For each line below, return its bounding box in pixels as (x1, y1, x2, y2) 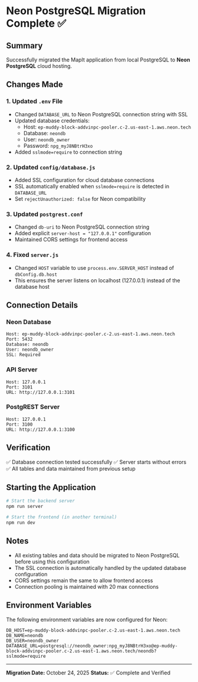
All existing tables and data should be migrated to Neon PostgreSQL (14, 552, 180, 559)
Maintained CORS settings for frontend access (14, 236, 128, 243)
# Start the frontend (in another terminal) (6, 514, 117, 520)
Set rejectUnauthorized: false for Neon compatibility (14, 195, 146, 202)
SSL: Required (6, 352, 41, 358)
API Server (6, 366, 38, 374)
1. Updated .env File (6, 97, 63, 106)
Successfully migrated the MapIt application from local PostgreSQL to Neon (6, 56, 190, 63)
